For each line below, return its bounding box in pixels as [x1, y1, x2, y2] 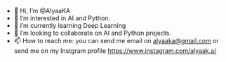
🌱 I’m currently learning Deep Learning [13, 22, 126, 29]
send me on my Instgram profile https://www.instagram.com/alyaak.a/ [13, 47, 217, 55]
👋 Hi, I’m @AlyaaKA [13, 7, 71, 15]
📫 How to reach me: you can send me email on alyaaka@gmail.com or [13, 37, 219, 45]
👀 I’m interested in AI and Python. [13, 14, 111, 22]
